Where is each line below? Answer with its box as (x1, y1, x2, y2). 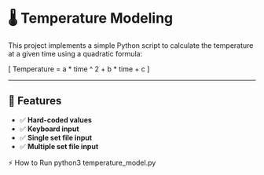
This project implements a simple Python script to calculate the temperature (8, 40, 254, 50)
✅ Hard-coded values (19, 115, 93, 125)
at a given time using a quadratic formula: (8, 49, 143, 58)
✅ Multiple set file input (19, 141, 99, 151)
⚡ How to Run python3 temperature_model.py (8, 158, 156, 167)
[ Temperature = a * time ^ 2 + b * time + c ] (8, 64, 150, 74)
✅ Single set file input (19, 133, 93, 142)
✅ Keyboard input (19, 124, 80, 133)
